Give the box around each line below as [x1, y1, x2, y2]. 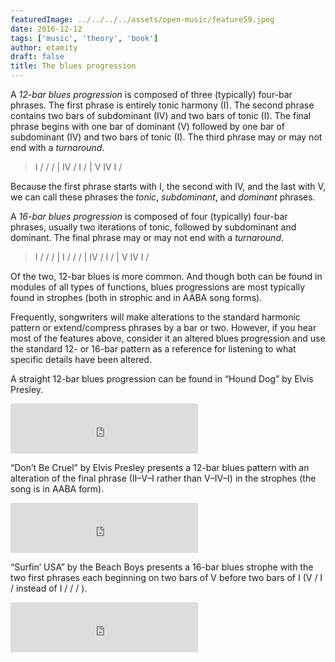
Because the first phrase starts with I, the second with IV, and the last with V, [10, 181, 326, 192]
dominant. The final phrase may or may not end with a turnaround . [10, 232, 285, 243]
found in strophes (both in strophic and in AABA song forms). [10, 292, 263, 303]
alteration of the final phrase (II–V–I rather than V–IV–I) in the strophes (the [10, 472, 317, 484]
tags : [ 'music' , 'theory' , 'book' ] [10, 33, 159, 43]
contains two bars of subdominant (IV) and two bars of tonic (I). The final [10, 110, 312, 121]
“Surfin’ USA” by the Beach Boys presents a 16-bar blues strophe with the [10, 561, 314, 573]
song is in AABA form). [10, 483, 105, 495]
